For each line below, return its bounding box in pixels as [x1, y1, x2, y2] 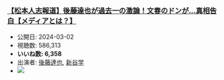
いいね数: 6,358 [16, 49, 62, 58]
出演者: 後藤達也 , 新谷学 [16, 58, 84, 66]
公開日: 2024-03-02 [16, 33, 74, 41]
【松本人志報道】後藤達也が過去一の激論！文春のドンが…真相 [7, 5, 210, 15]
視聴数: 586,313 [16, 41, 61, 49]
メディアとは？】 [20, 16, 77, 25]
